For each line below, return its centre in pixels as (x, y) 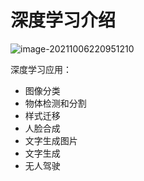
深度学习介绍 (63, 20)
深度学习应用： (41, 69)
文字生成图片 (51, 140)
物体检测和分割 (55, 103)
